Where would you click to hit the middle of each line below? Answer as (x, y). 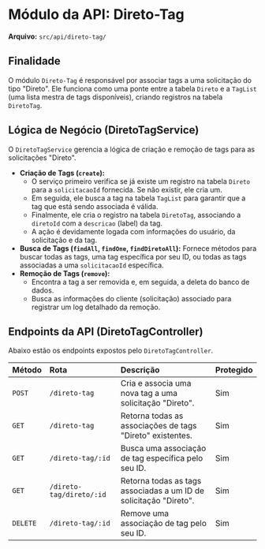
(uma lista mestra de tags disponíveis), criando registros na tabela (116, 97)
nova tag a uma (149, 394)
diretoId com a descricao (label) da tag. (97, 223)
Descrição (140, 370)
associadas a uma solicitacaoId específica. (91, 265)
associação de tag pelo (164, 524)
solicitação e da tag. (64, 240)
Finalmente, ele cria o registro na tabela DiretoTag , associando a (136, 215)
